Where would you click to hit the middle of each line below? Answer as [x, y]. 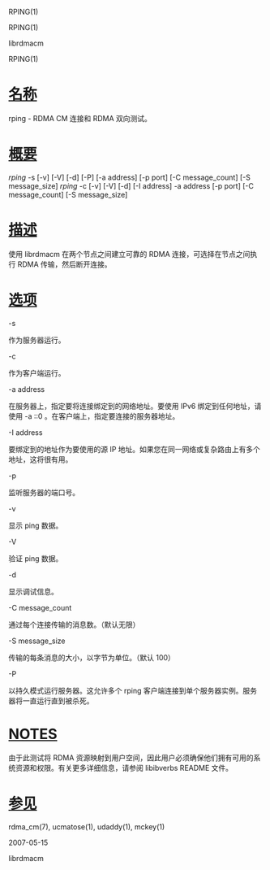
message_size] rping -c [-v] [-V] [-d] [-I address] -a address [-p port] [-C [131, 185]
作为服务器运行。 [37, 340]
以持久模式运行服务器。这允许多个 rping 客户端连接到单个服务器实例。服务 [133, 690]
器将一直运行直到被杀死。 [51, 700]
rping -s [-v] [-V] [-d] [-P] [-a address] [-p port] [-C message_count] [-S [130, 177]
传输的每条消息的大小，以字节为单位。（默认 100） [92, 657]
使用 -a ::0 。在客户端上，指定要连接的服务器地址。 [94, 416]
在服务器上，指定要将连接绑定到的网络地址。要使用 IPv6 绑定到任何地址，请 [135, 406]
